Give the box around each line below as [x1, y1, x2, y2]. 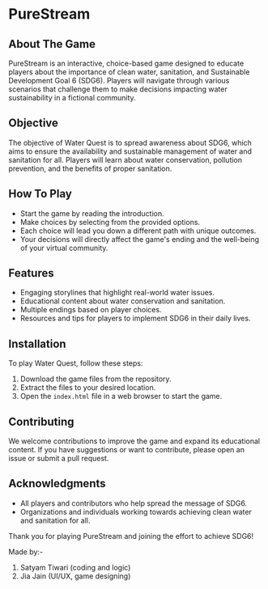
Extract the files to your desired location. [19, 383, 156, 392]
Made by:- [8, 547, 43, 557]
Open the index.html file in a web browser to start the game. [19, 392, 223, 401]
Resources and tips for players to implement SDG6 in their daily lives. [19, 313, 251, 324]
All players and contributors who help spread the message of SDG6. [19, 498, 248, 508]
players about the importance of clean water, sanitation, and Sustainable [8, 67, 250, 77]
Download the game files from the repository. [19, 374, 172, 384]
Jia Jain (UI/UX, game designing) [19, 571, 131, 581]
